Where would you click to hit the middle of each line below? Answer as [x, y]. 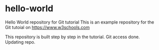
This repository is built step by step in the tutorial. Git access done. [73, 37]
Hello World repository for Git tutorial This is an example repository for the [80, 22]
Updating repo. [20, 42]
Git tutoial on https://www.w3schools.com [47, 27]
